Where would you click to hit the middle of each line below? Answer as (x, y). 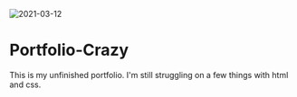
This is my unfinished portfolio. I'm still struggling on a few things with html (149, 75)
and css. (25, 84)
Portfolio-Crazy (69, 50)
